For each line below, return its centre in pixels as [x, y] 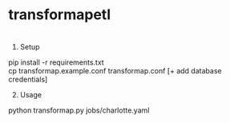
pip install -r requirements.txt [56, 62]
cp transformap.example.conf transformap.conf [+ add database [115, 71]
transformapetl [60, 15]
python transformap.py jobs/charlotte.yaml [79, 110]
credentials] [28, 79]
